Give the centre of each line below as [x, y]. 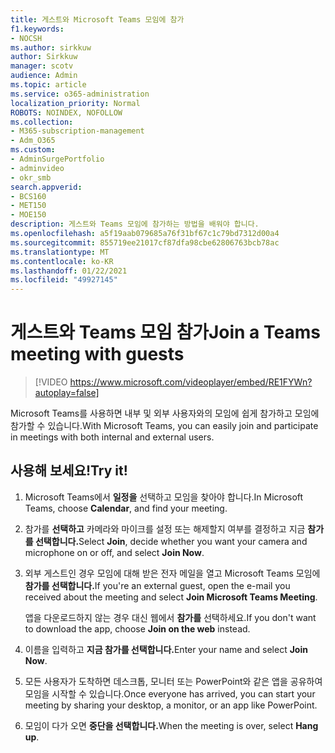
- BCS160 [28, 196]
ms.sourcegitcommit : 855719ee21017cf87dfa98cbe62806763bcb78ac [145, 242]
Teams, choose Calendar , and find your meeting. [126, 508]
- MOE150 [28, 215]
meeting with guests [97, 354]
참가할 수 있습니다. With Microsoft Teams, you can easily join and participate [164, 426]
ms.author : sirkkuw [51, 47]
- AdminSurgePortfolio [57, 159]
